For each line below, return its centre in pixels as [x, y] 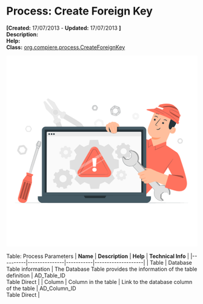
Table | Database [171, 262]
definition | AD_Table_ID [36, 275]
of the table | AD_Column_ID [42, 288]
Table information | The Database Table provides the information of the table [102, 269]
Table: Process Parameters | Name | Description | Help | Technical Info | [98, 256]
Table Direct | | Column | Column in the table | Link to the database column [99, 282]
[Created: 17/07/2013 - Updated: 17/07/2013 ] [64, 28]
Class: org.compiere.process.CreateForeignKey [66, 47]
